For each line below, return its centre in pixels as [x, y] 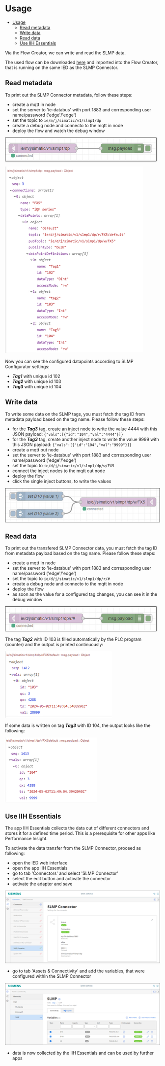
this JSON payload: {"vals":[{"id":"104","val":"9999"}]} [72, 445]
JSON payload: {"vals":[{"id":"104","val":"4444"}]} [68, 434]
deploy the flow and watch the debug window [58, 131]
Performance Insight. [26, 838]
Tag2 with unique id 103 [37, 381]
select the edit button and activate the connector [62, 878]
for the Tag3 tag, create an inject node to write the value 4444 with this [85, 429]
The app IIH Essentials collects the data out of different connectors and [77, 828]
